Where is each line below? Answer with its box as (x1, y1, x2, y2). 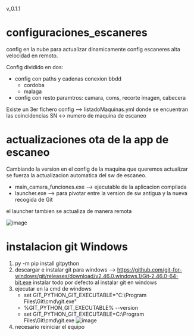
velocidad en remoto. (6, 52, 58, 59)
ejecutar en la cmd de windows (14, 285, 92, 292)
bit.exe (14, 279, 32, 286)
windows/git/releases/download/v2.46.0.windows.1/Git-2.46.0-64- (14, 272, 179, 279)
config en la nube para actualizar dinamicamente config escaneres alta (6, 45, 180, 53)
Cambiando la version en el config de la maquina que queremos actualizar (6, 165, 189, 172)
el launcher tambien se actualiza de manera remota (6, 207, 132, 214)
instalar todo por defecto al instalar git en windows (32, 279, 157, 286)
